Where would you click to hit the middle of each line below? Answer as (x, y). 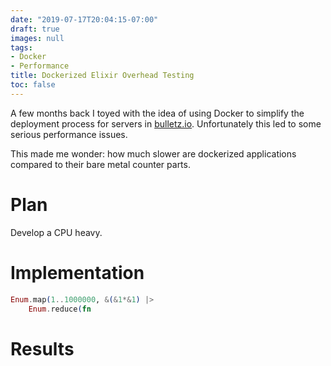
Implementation (77, 272)
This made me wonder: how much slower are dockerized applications (153, 153)
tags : (21, 47)
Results (42, 348)
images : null (37, 38)
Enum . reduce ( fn (60, 309)
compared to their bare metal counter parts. (100, 164)
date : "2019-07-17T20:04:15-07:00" (84, 19)
